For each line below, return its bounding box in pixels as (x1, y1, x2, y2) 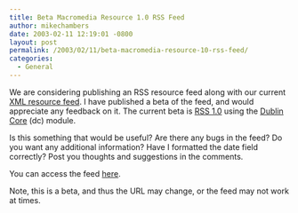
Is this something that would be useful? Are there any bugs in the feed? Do (9, 132, 283, 143)
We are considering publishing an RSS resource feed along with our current (9, 86, 286, 98)
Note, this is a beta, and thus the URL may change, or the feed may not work (9, 185, 289, 196)
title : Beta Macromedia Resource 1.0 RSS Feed (9, 12, 185, 22)
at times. (9, 194, 42, 205)
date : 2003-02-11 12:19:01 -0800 (9, 29, 133, 38)
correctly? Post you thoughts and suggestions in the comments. (9, 151, 244, 162)
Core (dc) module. (9, 114, 77, 125)
